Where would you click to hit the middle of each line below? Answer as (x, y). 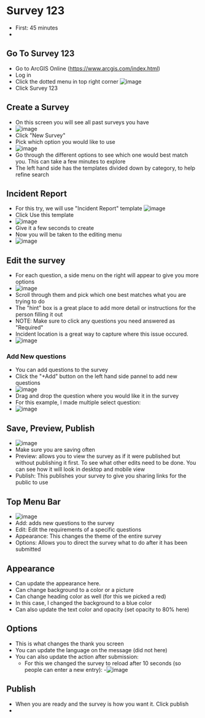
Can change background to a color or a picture (74, 590)
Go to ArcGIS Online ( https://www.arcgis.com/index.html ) (88, 68)
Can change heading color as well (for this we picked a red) (91, 596)
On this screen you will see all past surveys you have (82, 122)
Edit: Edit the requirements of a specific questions (78, 530)
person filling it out (39, 315)
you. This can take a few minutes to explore (70, 161)
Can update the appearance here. (58, 583)
